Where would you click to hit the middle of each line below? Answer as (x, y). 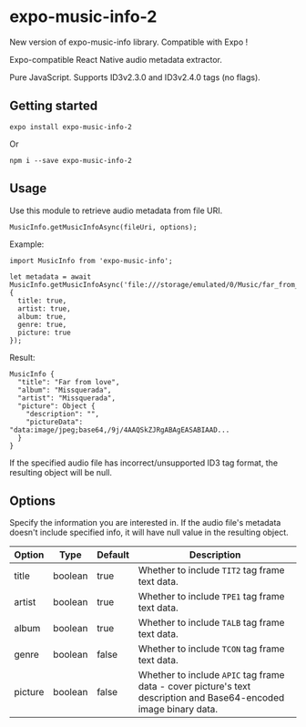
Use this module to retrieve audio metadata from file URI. (116, 210)
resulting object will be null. (61, 472)
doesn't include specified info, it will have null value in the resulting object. (149, 532)
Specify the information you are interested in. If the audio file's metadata (145, 523)
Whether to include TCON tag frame (211, 649)
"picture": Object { (56, 406)
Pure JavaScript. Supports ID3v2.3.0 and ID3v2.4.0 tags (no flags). (135, 77)
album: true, (42, 316)
